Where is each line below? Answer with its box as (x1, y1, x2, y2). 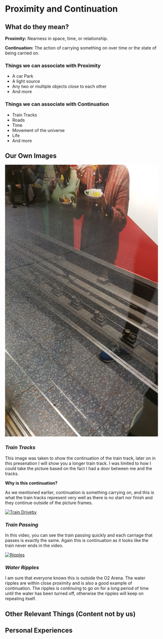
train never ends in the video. (5, 542, 64, 548)
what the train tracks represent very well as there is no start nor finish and (5, 494, 153, 500)
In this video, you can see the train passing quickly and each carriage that (5, 532, 153, 538)
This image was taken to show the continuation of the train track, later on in (5, 455, 156, 461)
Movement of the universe (12, 127, 65, 133)
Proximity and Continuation (5, 3, 118, 15)
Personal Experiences (5, 626, 73, 635)
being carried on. (5, 50, 40, 56)
